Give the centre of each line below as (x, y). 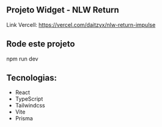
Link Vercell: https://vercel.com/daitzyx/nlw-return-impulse (81, 24)
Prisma (24, 118)
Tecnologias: (31, 78)
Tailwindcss (30, 106)
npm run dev (22, 59)
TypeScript (29, 99)
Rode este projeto (41, 44)
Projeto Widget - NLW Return (63, 10)
